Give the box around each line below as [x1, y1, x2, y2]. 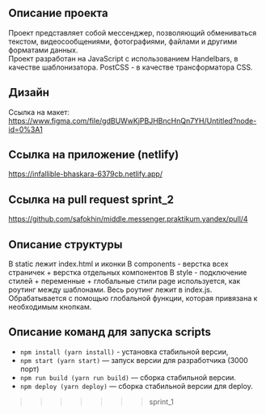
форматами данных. [8, 44, 78, 55]
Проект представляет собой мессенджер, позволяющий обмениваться [8, 27, 257, 37]
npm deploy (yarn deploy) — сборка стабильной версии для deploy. [19, 381, 253, 391]
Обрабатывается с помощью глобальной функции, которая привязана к [8, 294, 258, 303]
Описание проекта [8, 6, 108, 20]
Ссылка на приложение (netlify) [8, 148, 179, 162]
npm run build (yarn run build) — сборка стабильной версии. [19, 372, 237, 382]
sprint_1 [149, 396, 174, 407]
